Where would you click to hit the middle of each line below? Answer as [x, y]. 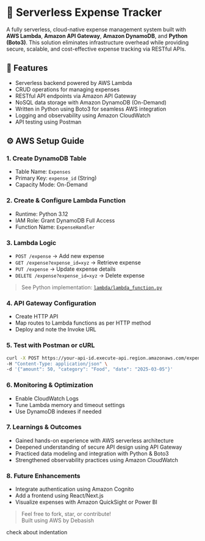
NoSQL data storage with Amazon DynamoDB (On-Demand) [91, 102]
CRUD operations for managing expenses [67, 89]
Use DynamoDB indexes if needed [58, 411]
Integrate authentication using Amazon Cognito [74, 489]
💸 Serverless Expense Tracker [84, 13]
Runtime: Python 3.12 [41, 214]
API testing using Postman [48, 122]
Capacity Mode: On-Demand [51, 185]
